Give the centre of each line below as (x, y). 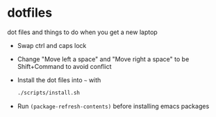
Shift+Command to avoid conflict (65, 66)
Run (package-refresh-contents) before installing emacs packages (113, 106)
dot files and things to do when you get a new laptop (82, 32)
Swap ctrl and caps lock (52, 45)
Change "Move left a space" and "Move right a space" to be (103, 59)
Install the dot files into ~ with (59, 80)
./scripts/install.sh (48, 93)
